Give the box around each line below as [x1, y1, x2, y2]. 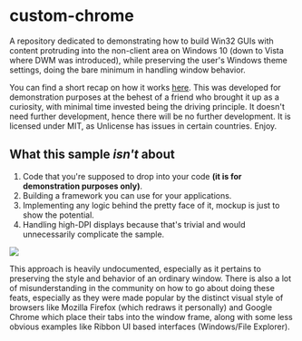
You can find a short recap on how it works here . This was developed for [9, 82, 281, 93]
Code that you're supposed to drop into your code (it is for [22, 170, 242, 181]
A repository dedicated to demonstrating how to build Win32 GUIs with [9, 35, 274, 46]
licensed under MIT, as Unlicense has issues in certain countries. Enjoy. [9, 120, 278, 132]
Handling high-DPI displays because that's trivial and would [22, 219, 246, 229]
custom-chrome [9, 5, 134, 26]
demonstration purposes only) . [22, 180, 143, 191]
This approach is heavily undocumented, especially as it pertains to [9, 263, 261, 274]
